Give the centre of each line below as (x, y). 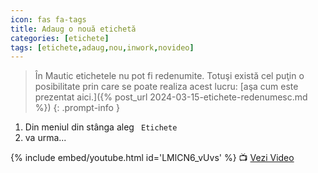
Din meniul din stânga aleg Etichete (101, 127)
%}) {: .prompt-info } (77, 108)
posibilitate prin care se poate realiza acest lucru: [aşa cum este (166, 87)
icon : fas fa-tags (48, 19)
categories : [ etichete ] (60, 38)
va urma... (45, 138)
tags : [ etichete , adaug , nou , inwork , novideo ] (102, 47)
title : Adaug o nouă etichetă (73, 29)
